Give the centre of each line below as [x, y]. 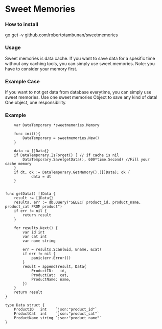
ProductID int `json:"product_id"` [56, 309]
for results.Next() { [36, 228]
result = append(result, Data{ [55, 267]
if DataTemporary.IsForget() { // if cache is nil [67, 155]
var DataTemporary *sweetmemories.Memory [57, 125]
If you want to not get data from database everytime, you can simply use [78, 92]
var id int [34, 233]
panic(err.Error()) [51, 258]
